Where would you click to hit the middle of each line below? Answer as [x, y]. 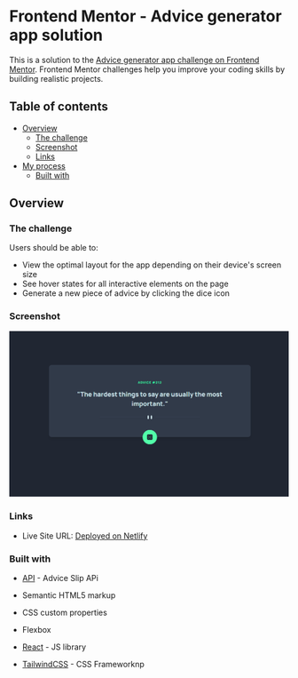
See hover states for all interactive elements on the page [125, 284]
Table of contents [59, 107]
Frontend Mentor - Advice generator [145, 16]
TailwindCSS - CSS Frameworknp [83, 665]
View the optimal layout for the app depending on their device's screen [152, 265]
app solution [56, 35]
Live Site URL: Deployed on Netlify [85, 536]
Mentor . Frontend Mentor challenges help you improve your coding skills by [147, 69]
